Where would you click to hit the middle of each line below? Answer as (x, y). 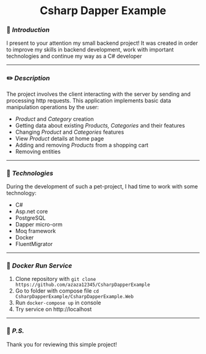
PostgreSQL (30, 218)
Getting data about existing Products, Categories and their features (100, 125)
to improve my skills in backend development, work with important (90, 50)
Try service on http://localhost (53, 309)
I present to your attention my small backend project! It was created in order (102, 43)
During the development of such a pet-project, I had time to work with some (102, 187)
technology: (21, 193)
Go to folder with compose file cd (57, 291)
